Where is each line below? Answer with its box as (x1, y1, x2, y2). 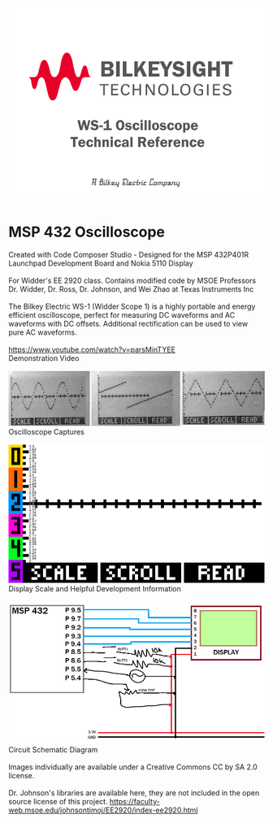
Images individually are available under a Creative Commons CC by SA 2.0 (8, 762, 258, 772)
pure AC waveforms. (8, 327, 77, 337)
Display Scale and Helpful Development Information (8, 583, 181, 593)
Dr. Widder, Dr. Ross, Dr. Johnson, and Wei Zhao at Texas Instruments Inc (8, 284, 254, 294)
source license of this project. (8, 796, 108, 806)
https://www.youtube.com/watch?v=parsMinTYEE (8, 344, 176, 354)
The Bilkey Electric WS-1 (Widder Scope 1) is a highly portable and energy (8, 301, 256, 311)
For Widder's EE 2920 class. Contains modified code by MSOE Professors (8, 275, 257, 285)
